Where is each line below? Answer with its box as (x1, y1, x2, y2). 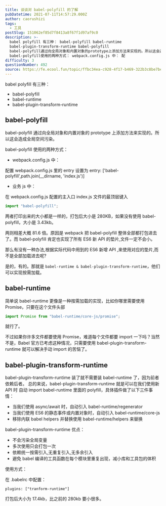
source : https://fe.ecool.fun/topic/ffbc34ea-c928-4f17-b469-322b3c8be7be (5, 67, 163, 72)
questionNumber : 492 (5, 62, 48, 67)
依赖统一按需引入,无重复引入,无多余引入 (12, 450, 93, 456)
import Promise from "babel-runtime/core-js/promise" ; (5, 314, 121, 319)
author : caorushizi (5, 16, 45, 21)
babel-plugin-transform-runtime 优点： (5, 426, 85, 433)
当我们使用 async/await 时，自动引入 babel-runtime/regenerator (12, 404, 143, 410)
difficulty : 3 (5, 58, 35, 63)
